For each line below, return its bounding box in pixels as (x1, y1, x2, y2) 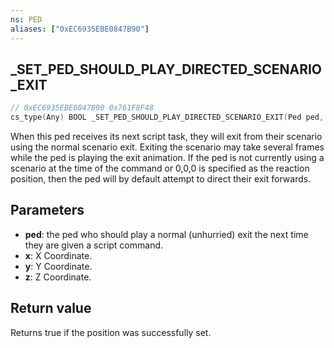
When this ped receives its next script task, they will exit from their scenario (10, 131, 323, 143)
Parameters (10, 202, 85, 219)
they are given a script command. (24, 239, 164, 251)
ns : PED (10, 14, 43, 25)
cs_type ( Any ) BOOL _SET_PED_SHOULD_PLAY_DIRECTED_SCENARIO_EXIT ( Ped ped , (10, 112, 325, 123)
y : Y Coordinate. (24, 260, 93, 272)
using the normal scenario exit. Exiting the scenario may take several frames (10, 141, 325, 153)
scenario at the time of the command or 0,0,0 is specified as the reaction (10, 162, 310, 175)
